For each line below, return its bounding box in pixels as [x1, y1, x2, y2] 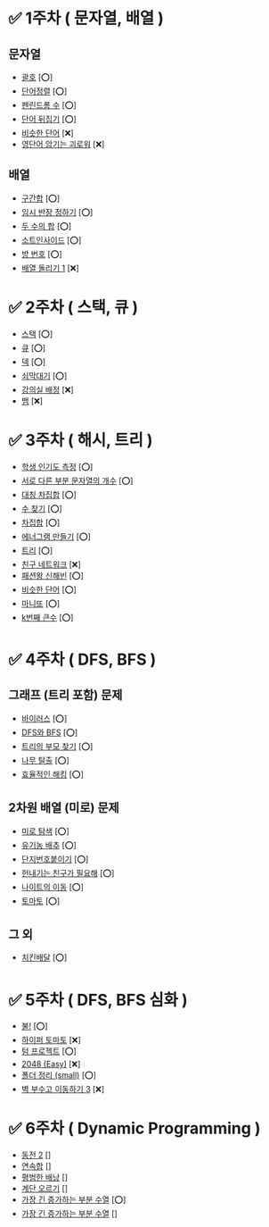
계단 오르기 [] [20, 1183, 69, 1194]
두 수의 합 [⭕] [20, 221, 72, 231]
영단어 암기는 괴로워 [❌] [20, 139, 105, 149]
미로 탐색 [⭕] [20, 825, 70, 836]
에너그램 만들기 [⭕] [20, 530, 91, 541]
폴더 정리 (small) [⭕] [20, 1070, 97, 1081]
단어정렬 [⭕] [20, 86, 68, 96]
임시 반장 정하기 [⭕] [20, 206, 94, 217]
